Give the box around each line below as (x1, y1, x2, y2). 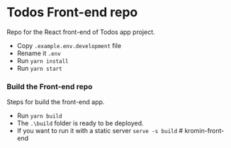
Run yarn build (16, 111, 62, 120)
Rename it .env (16, 49, 61, 57)
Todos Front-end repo (6, 4, 138, 21)
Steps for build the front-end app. (6, 98, 105, 106)
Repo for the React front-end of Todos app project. (6, 28, 155, 36)
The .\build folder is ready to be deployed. (16, 119, 144, 127)
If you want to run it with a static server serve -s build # (16, 127, 184, 135)
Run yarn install (16, 56, 69, 64)
